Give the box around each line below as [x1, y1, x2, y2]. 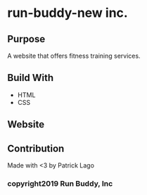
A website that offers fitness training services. [7, 51, 141, 60]
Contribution [7, 142, 65, 154]
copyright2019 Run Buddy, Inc [7, 178, 113, 188]
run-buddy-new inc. [7, 5, 128, 21]
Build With [7, 72, 54, 84]
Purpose [7, 33, 46, 45]
